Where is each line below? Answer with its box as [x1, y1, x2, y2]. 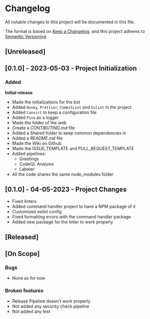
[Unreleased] [5, 48, 46, 56]
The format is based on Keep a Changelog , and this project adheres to [5, 28, 145, 34]
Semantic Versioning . [5, 34, 47, 39]
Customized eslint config [12, 208, 62, 214]
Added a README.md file [12, 135, 63, 141]
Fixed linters [12, 198, 37, 204]
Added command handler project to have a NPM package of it [12, 203, 136, 209]
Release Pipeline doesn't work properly [12, 298, 90, 304]
